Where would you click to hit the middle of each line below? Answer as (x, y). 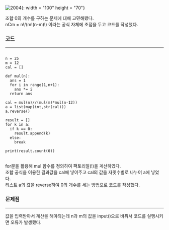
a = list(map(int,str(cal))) (36, 107)
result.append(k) (32, 133)
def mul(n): (18, 76)
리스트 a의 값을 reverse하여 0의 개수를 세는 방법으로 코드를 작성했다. (72, 185)
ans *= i (23, 90)
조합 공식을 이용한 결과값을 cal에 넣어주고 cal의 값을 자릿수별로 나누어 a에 (77, 172)
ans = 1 (18, 81)
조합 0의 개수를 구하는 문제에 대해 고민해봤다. (50, 18)
